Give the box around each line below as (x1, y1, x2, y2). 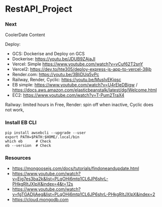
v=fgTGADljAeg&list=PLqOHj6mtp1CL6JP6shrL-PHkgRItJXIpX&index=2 (12, 191, 155, 197)
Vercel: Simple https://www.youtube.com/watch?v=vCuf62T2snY (12, 61, 143, 67)
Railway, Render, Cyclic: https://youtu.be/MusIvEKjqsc (12, 77, 121, 83)
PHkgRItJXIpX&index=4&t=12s (12, 181, 73, 187)
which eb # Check (5, 139, 51, 144)
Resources (5, 154, 31, 161)
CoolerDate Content (5, 32, 45, 38)
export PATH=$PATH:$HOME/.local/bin (5, 134, 80, 140)
